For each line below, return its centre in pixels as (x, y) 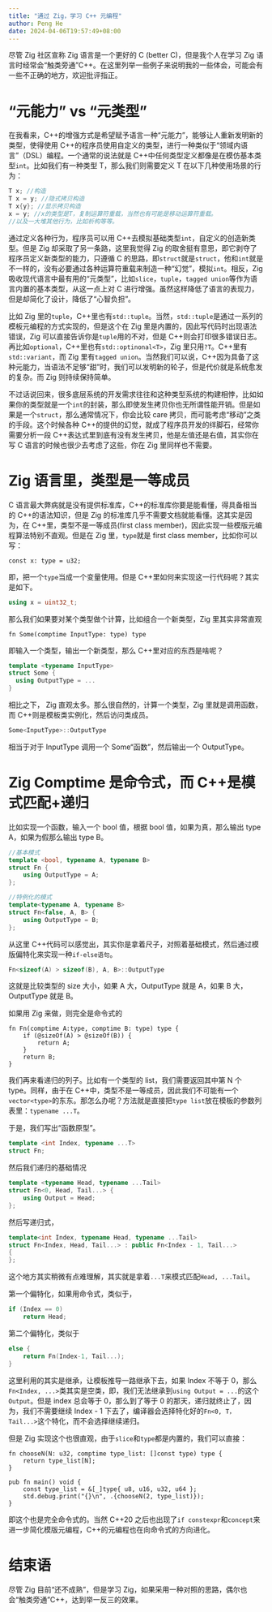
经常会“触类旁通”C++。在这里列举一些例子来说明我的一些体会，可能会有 (143, 65)
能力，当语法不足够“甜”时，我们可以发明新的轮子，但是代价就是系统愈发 (142, 367)
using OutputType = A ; (61, 875)
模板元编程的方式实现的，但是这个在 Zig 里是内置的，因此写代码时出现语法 (133, 326)
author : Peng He (36, 24)
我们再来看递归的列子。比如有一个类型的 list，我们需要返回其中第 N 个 (125, 1080)
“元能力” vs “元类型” (78, 111)
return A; (54, 1043)
